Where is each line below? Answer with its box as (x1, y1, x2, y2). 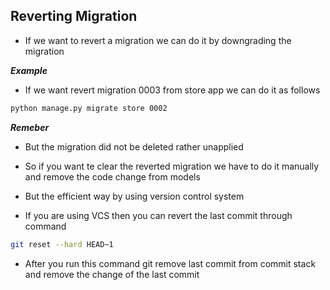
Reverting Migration (10, 8, 138, 25)
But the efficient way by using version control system (24, 190, 245, 202)
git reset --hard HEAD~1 (10, 239, 114, 249)
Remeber (10, 121, 50, 133)
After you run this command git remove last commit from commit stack (24, 257, 317, 269)
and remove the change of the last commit (24, 268, 200, 280)
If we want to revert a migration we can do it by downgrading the (24, 34, 292, 46)
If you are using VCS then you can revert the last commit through (24, 209, 293, 221)
